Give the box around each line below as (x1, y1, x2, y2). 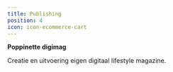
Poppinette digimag (7, 43, 67, 52)
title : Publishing (7, 10, 62, 18)
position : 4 (7, 17, 43, 24)
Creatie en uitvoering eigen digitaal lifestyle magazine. (7, 56, 167, 65)
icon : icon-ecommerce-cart (7, 23, 87, 30)
